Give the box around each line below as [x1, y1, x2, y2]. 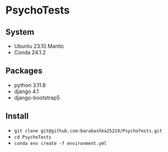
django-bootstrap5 [14, 94, 60, 101]
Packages [5, 66, 42, 76]
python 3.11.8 [14, 81, 46, 88]
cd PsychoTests [14, 134, 52, 140]
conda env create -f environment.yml [14, 140, 107, 146]
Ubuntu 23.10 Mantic [14, 42, 65, 49]
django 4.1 [14, 88, 39, 95]
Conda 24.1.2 [14, 49, 47, 56]
